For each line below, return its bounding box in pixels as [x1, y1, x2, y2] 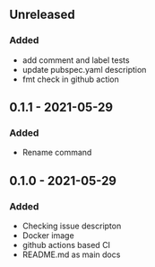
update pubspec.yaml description [22, 64, 147, 75]
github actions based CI [22, 240, 110, 251]
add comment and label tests [22, 54, 130, 66]
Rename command [22, 147, 92, 158]
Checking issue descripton [22, 220, 122, 232]
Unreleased [9, 7, 76, 22]
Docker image [22, 230, 74, 241]
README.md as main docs [22, 249, 121, 260]
